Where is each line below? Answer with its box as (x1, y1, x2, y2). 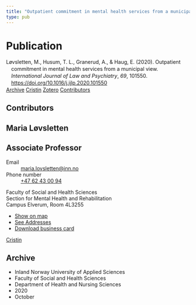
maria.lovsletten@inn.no (20, 165, 79, 172)
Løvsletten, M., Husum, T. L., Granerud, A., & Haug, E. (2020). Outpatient (6, 59, 181, 66)
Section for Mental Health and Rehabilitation (6, 194, 112, 202)
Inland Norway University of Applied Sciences (14, 269, 125, 276)
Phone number (6, 171, 42, 178)
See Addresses (14, 218, 51, 225)
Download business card (14, 225, 75, 232)
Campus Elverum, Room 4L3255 (6, 201, 84, 208)
